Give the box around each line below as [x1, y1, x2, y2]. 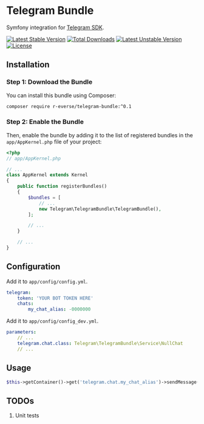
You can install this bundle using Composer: [6, 92, 117, 99]
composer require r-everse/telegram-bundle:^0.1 [6, 103, 132, 109]
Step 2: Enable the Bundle [6, 118, 84, 126]
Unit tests [15, 412, 39, 419]
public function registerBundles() [17, 183, 107, 190]
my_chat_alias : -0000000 [28, 306, 91, 313]
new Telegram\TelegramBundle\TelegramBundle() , [38, 206, 162, 212]
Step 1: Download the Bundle [6, 78, 93, 86]
